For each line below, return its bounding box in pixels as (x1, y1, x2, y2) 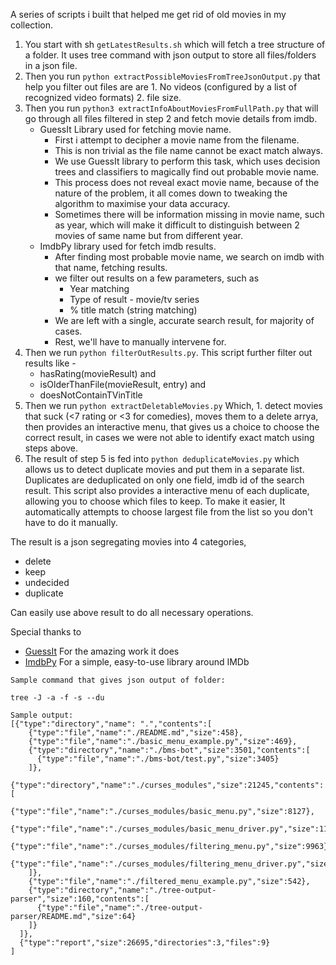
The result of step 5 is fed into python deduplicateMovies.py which (24, 453, 300, 464)
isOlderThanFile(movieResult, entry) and (39, 379, 207, 390)
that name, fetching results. (54, 262, 168, 273)
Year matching (69, 283, 130, 294)
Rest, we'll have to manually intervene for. (54, 336, 227, 348)
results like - (24, 357, 77, 369)
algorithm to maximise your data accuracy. (54, 198, 231, 209)
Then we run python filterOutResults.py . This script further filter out (24, 347, 313, 358)
